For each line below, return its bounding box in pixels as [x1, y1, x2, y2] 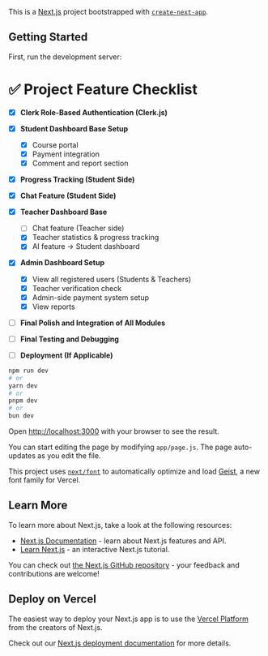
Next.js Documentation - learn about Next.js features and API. [19, 535, 227, 546]
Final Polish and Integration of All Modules [19, 318, 166, 328]
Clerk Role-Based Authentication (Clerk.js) [19, 107, 168, 117]
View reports [32, 302, 75, 311]
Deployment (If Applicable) [19, 350, 113, 360]
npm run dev [8, 367, 49, 375]
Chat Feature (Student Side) [19, 191, 117, 201]
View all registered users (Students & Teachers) [32, 274, 192, 284]
